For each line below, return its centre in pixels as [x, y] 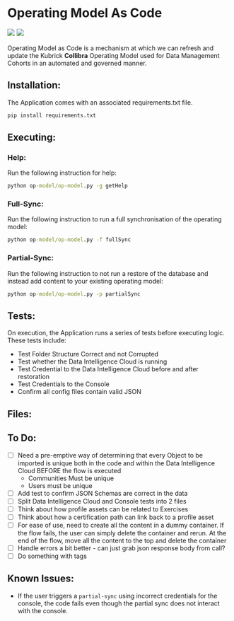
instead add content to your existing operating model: [86, 281]
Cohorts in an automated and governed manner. [77, 63]
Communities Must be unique [71, 478]
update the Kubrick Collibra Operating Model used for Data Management [113, 55]
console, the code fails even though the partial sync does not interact [119, 603]
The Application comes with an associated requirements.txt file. [100, 102]
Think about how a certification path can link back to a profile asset [116, 517]
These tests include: [37, 340]
